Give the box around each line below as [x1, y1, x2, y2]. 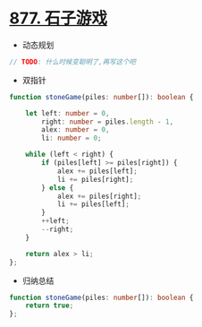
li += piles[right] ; [56, 175, 134, 184]
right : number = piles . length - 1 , [41, 117, 174, 126]
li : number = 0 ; [41, 133, 102, 143]
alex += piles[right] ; [56, 192, 142, 201]
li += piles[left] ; [56, 200, 130, 209]
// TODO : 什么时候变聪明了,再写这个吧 [9, 57, 137, 66]
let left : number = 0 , [25, 108, 110, 117]
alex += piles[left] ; [56, 167, 139, 176]
